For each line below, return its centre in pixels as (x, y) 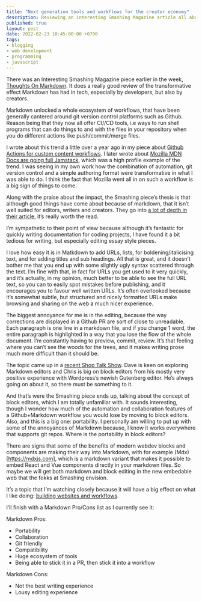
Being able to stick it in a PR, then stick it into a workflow (85, 562)
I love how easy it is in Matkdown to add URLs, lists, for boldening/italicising (100, 252)
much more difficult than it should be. (53, 353)
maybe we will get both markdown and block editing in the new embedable (99, 471)
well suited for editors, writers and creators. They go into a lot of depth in (97, 210)
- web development (29, 51)
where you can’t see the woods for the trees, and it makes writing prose (95, 347)
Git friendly (29, 543)
